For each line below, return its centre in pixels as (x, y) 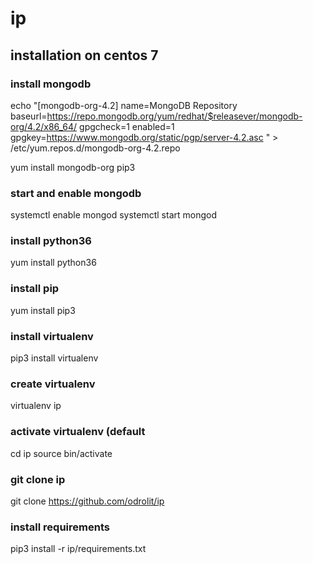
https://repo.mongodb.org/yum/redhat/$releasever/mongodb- (174, 116)
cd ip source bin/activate (61, 453)
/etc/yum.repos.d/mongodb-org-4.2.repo (95, 148)
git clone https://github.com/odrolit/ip (87, 501)
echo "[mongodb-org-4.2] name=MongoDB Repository (124, 105)
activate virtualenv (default (78, 432)
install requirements (60, 527)
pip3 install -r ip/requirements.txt (78, 549)
